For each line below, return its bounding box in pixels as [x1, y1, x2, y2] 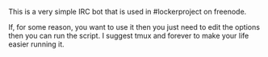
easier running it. [8, 39, 65, 49]
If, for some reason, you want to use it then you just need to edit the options [8, 22, 261, 31]
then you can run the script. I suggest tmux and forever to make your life [8, 31, 249, 40]
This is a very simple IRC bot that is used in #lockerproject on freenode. [8, 7, 247, 16]
